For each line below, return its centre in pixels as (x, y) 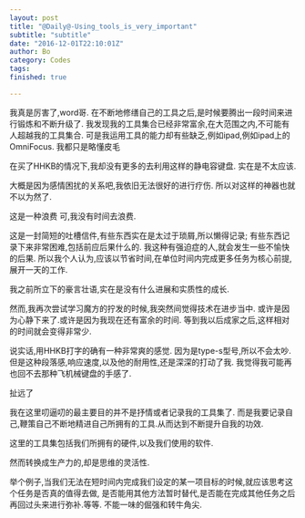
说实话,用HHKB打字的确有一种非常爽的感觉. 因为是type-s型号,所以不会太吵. (150, 350)
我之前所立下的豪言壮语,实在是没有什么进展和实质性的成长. (120, 289)
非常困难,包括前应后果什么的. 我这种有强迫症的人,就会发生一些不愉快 (162, 246)
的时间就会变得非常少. (51, 331)
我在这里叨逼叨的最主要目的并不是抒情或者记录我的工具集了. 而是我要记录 (147, 412)
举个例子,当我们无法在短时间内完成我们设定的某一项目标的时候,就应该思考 (147, 482)
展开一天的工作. (39, 269)
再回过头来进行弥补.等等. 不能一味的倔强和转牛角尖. (106, 504)
